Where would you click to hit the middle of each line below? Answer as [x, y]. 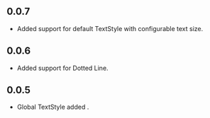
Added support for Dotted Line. [62, 68]
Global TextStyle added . [53, 107]
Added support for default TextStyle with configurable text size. [110, 28]
